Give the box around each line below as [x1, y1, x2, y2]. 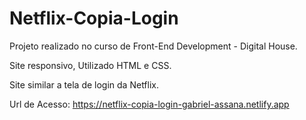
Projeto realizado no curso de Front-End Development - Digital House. [9, 40, 298, 52]
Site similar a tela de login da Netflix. [9, 78, 160, 91]
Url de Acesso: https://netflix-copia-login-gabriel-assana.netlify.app [9, 98, 290, 110]
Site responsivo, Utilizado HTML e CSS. [9, 59, 172, 71]
